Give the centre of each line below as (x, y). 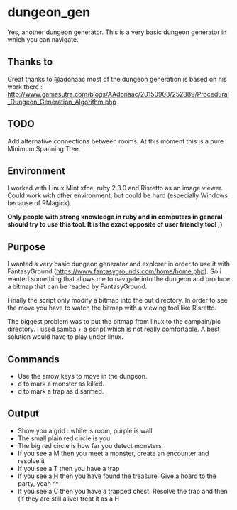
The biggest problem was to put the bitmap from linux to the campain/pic (114, 322)
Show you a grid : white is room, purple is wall (85, 430)
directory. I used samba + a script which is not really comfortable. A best (114, 329)
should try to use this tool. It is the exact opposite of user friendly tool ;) (115, 224)
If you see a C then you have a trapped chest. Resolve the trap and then (123, 491)
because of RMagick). (40, 203)
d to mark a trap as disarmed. (61, 391)
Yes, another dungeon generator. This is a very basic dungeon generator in (117, 32)
